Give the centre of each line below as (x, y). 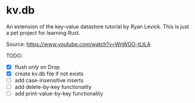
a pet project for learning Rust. (43, 32)
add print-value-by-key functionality (59, 94)
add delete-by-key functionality (53, 87)
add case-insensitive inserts (49, 81)
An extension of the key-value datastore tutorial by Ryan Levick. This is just (97, 26)
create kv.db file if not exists (49, 74)
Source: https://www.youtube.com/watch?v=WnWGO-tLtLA (78, 44)
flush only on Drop (37, 67)
